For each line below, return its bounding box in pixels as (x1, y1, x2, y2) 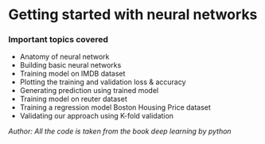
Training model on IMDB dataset (19, 69, 126, 79)
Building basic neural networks (19, 60, 122, 70)
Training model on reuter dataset (19, 94, 127, 104)
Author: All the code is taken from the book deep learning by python (8, 126, 232, 136)
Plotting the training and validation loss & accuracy (19, 77, 186, 87)
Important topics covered (8, 34, 109, 45)
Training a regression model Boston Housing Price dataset (19, 103, 211, 112)
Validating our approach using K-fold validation (19, 111, 173, 121)
